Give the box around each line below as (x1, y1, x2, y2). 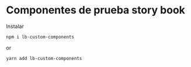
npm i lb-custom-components (6, 34, 75, 40)
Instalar (6, 23, 25, 30)
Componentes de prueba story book (6, 3, 186, 17)
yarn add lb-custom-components (6, 55, 82, 61)
